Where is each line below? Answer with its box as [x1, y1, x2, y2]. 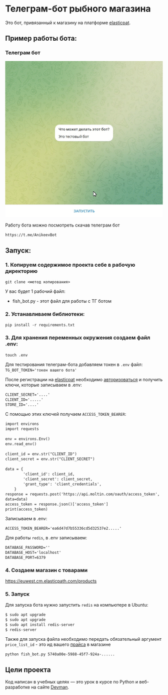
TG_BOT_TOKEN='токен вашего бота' [5, 368, 77, 373]
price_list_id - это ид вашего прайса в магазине [5, 641, 111, 648]
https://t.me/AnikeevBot [5, 233, 57, 238]
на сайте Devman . [30, 684, 69, 690]
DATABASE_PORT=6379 [5, 555, 46, 560]
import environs [5, 421, 39, 426]
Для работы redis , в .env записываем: [5, 534, 87, 540]
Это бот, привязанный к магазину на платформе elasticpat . [5, 20, 131, 26]
